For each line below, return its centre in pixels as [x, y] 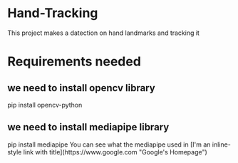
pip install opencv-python [45, 105]
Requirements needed [74, 62]
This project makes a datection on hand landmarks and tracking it [103, 33]
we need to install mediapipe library [88, 127]
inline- [222, 144]
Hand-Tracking [53, 13]
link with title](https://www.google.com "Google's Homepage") [115, 152]
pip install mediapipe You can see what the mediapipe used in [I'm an [109, 144]
